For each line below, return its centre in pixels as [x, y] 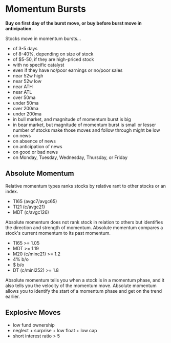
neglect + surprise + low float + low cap [55, 330]
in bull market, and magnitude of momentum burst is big [72, 119]
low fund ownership [34, 325]
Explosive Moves [33, 312]
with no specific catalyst [38, 65]
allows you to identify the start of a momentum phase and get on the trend [84, 291]
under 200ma [27, 114]
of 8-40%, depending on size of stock [53, 54]
